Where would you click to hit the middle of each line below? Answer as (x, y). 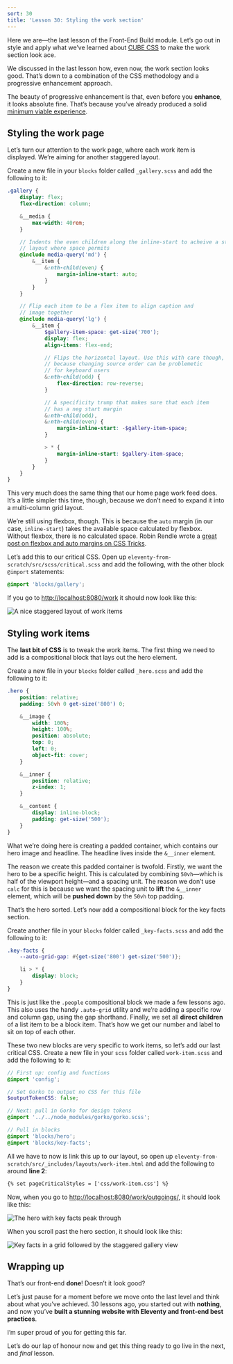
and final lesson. (31, 1354)
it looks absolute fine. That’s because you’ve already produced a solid (107, 104)
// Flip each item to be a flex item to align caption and (107, 306)
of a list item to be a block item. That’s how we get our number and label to (114, 1024)
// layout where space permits (65, 248)
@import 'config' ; (34, 1079)
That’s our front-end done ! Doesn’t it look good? (76, 1283)
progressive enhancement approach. (60, 83)
